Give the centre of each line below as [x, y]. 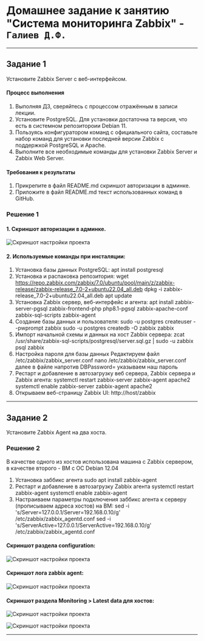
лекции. [25, 113]
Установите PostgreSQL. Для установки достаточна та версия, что [101, 119]
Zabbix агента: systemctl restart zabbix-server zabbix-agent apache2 [103, 380]
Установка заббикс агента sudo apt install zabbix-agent [86, 480]
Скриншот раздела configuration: [51, 545]
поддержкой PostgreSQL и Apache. [60, 145]
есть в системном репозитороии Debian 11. [71, 126]
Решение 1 [23, 214]
